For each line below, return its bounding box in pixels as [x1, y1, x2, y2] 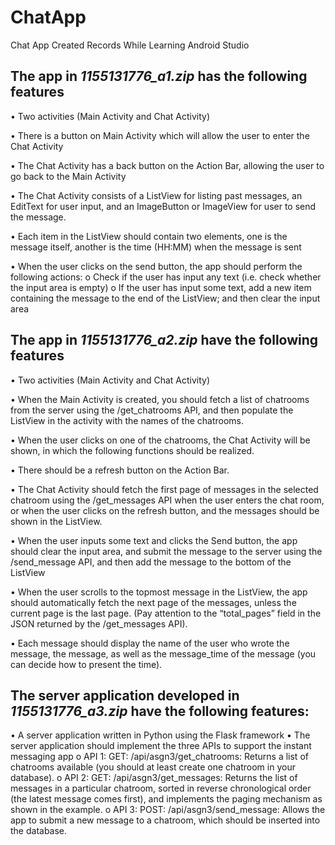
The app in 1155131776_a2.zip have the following [10, 332, 319, 349]
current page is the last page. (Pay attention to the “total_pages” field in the [10, 607, 322, 619]
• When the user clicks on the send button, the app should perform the [10, 260, 303, 272]
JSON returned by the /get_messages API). [10, 617, 188, 630]
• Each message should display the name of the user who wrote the [10, 637, 290, 649]
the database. [10, 825, 68, 837]
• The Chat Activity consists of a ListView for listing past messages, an [10, 189, 303, 201]
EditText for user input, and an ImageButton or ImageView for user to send [10, 200, 317, 212]
